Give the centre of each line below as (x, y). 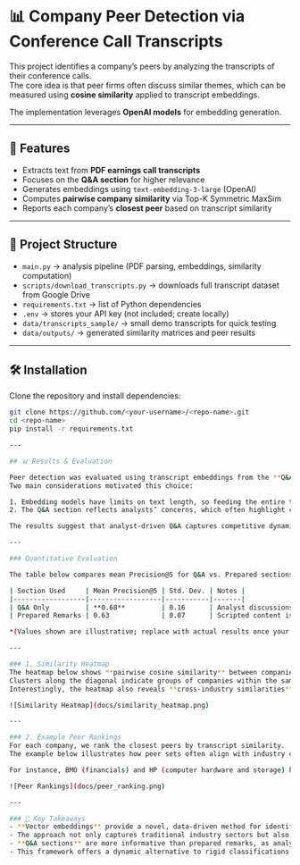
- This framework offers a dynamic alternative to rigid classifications (150, 852)
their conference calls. (50, 75)
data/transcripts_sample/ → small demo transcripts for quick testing (149, 323)
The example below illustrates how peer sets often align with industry (147, 754)
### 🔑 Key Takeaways (48, 819)
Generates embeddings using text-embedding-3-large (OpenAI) (139, 189)
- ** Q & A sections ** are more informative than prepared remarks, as (139, 844)
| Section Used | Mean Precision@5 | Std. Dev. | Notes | (127, 591)
